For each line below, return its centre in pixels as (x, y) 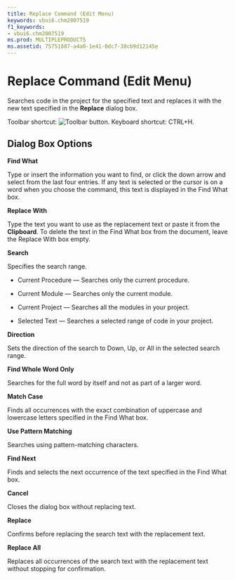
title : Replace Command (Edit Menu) (61, 14)
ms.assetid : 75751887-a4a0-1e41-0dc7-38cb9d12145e (83, 46)
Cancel (18, 493)
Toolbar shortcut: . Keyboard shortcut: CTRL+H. (101, 122)
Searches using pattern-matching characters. (73, 444)
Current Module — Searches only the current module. (95, 293)
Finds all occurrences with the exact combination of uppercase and (105, 410)
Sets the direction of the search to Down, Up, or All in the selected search (114, 348)
